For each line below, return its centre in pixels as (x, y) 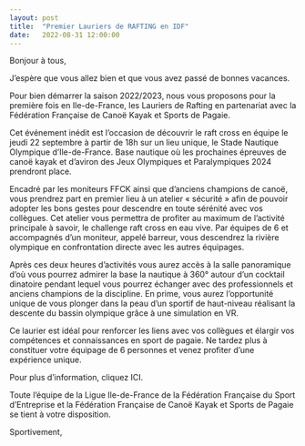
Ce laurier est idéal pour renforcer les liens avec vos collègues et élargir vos (152, 331)
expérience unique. (46, 360)
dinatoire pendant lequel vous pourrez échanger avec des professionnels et (152, 284)
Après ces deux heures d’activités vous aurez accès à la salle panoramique (150, 265)
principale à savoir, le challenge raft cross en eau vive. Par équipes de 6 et (149, 228)
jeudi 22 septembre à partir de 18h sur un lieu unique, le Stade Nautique (144, 143)
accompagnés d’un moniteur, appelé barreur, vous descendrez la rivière (144, 238)
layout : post (34, 18)
